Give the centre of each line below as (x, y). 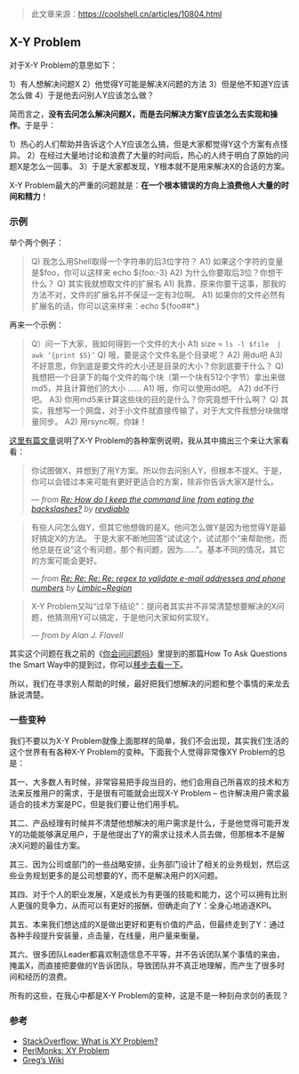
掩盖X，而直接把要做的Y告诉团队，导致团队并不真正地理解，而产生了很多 (143, 965)
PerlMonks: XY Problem (65, 1050)
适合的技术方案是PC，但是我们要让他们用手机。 (97, 804)
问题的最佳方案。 (53, 845)
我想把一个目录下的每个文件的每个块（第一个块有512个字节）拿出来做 (158, 377)
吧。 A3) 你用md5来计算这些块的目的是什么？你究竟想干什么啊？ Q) (154, 400)
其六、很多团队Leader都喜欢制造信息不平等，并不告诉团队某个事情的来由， (147, 955)
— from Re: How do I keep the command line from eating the (142, 500)
